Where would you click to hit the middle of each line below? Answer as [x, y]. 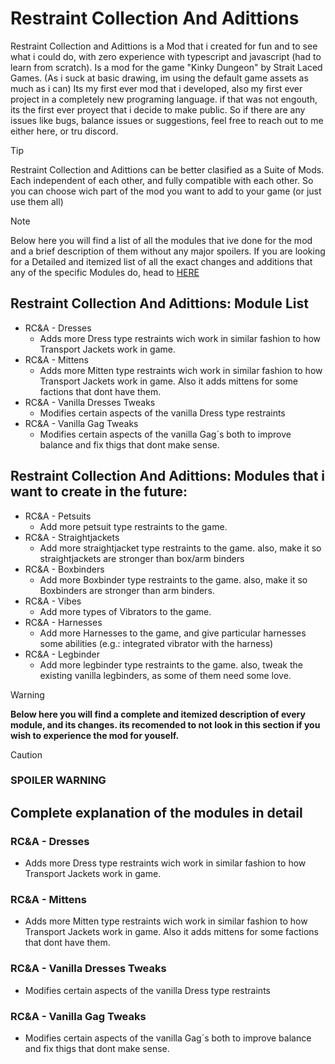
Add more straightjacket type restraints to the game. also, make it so [180, 548]
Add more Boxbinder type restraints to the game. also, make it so [173, 579]
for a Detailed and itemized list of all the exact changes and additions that [161, 261]
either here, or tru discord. [64, 131]
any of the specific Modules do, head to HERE [105, 272]
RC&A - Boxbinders [64, 569]
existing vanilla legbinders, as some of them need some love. [165, 675]
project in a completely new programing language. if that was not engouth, [164, 99]
